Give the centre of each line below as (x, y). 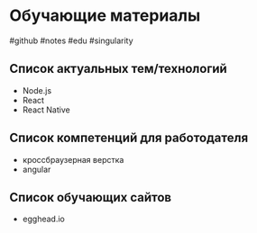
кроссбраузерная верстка (73, 159)
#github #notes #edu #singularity (71, 40)
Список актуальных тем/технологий (118, 69)
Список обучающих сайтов (91, 197)
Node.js (37, 90)
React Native (46, 110)
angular (37, 169)
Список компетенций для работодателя (129, 138)
